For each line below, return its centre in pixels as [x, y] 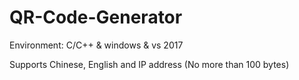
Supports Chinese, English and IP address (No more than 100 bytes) [149, 64]
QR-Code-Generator [96, 17]
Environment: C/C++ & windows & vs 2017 [96, 45]
